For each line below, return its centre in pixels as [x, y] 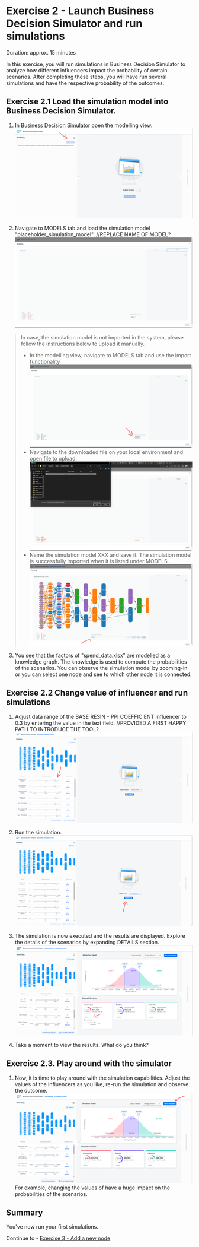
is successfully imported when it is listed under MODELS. [99, 561]
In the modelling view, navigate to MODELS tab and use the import [110, 355]
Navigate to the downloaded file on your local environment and [106, 452]
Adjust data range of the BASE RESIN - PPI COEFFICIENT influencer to [100, 716]
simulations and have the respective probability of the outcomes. [85, 83]
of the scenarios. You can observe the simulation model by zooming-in [101, 668]
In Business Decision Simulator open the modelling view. [84, 125]
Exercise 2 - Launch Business [80, 11]
